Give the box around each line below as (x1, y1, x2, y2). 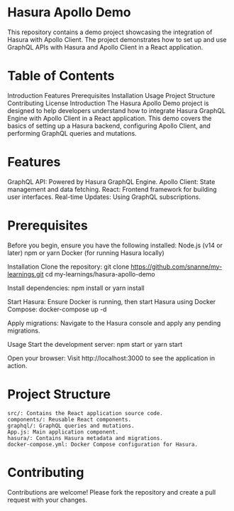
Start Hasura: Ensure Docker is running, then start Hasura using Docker (7, 297, 216, 306)
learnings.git (7, 269, 44, 278)
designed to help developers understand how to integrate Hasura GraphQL (7, 106, 225, 114)
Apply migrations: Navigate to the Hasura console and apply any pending (7, 318, 221, 327)
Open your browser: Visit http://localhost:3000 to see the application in (7, 353, 215, 362)
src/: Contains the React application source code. (7, 409, 163, 416)
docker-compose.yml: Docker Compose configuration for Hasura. (7, 441, 199, 448)
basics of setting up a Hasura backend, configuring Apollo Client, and (7, 122, 211, 130)
